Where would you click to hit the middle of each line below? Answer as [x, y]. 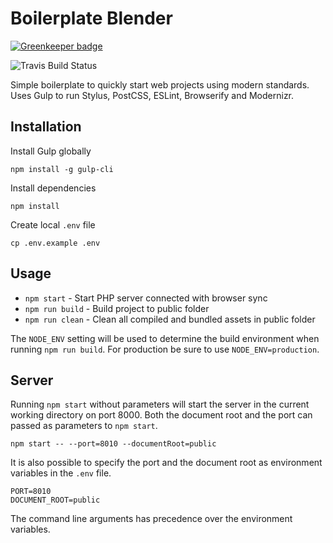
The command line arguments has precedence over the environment [151, 519]
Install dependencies [53, 188]
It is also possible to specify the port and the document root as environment [166, 463]
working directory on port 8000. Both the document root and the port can [161, 415]
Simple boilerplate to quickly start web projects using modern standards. [160, 84]
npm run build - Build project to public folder [117, 308]
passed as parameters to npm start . [84, 426]
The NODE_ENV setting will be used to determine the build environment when [165, 338]
